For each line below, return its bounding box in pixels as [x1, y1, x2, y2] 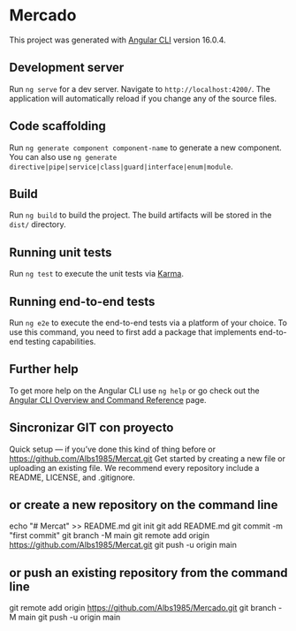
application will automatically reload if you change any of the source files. [9, 93, 277, 103]
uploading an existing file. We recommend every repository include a [9, 462, 260, 473]
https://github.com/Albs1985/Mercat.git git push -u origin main [9, 540, 237, 551]
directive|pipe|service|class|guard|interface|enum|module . [9, 161, 233, 171]
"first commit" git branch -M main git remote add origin [9, 530, 210, 541]
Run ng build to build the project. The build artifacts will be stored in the [9, 209, 272, 221]
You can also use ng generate [9, 151, 118, 162]
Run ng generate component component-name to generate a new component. [9, 142, 283, 153]
